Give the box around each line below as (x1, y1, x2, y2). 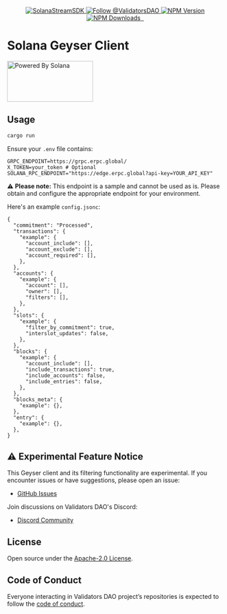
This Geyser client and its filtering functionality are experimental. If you (7, 469, 208, 477)
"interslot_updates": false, (25, 330, 109, 337)
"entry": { (13, 414, 45, 421)
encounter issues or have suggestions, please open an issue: (7, 476, 180, 484)
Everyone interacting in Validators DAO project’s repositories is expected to (7, 593, 219, 601)
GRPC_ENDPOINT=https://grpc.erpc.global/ (7, 158, 128, 165)
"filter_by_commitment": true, (25, 323, 115, 331)
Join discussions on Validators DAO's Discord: (7, 503, 138, 511)
